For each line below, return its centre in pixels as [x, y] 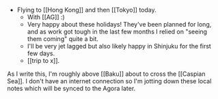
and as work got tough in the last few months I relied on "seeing [117, 31]
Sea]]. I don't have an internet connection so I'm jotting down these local [109, 81]
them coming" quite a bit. [63, 39]
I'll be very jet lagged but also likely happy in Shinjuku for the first [119, 46]
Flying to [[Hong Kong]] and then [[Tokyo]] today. [87, 10]
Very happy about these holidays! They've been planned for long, [119, 24]
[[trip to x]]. [43, 60]
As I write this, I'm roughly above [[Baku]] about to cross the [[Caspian [106, 74]
